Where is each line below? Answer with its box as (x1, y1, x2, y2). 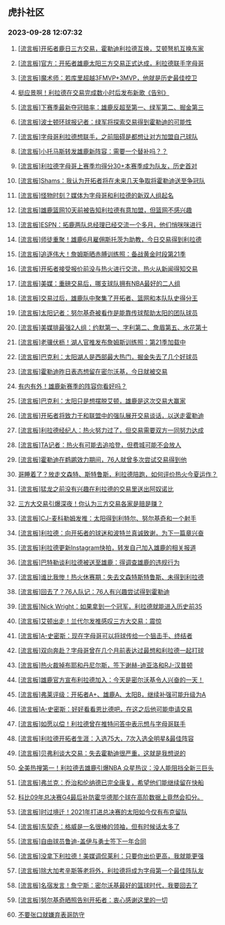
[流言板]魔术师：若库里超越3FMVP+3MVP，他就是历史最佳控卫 (17, 73, 197, 82)
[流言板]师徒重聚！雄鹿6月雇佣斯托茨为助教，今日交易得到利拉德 (17, 235, 202, 243)
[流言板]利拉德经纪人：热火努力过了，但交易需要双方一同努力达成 (17, 426, 204, 434)
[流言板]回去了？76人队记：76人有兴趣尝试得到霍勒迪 (17, 587, 170, 595)
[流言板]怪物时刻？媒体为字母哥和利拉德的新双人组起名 (17, 191, 175, 199)
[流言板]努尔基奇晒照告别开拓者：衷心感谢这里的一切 (17, 895, 168, 904)
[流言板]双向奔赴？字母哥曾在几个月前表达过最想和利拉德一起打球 (17, 646, 204, 654)
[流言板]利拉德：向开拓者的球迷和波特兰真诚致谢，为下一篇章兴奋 (17, 528, 204, 537)
